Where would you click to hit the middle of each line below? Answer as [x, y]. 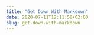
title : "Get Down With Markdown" [47, 12]
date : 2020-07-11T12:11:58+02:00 [47, 17]
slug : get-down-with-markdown [43, 23]
